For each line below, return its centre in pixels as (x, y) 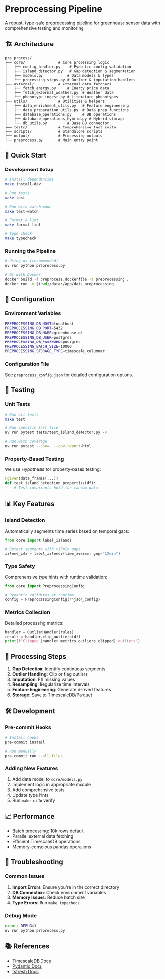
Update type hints (30, 795)
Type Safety (20, 566)
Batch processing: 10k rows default (48, 831)
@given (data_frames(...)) (32, 479)
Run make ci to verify (34, 800)
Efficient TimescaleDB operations (46, 842)
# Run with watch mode (28, 207)
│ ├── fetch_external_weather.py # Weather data (59, 92)
